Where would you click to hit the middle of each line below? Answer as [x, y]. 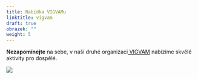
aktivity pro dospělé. [32, 58]
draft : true [21, 23]
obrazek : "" [21, 29]
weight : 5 [19, 35]
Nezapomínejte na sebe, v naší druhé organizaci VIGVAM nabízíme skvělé [99, 52]
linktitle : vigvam [29, 18]
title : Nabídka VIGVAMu [36, 12]
